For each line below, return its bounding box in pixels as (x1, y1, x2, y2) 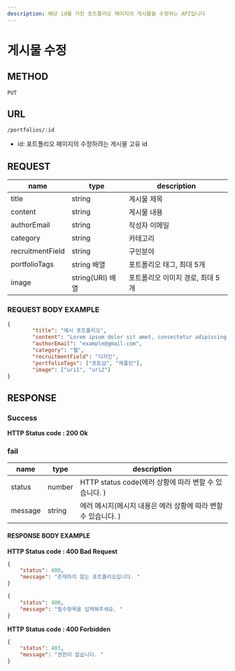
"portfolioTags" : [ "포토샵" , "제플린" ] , (32, 359, 143, 367)
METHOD (7, 71, 49, 82)
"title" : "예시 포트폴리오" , (32, 327, 107, 334)
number (48, 482, 73, 492)
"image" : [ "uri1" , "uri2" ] (32, 366, 111, 373)
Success (7, 413, 38, 423)
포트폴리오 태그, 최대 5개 (128, 260, 206, 270)
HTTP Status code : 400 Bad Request (7, 547, 117, 556)
